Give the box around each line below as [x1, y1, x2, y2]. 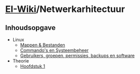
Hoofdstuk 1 [20, 63, 45, 69]
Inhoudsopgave [5, 23, 56, 32]
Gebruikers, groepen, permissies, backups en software [20, 52, 135, 58]
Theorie [12, 58, 29, 63]
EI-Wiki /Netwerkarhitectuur [5, 3, 125, 15]
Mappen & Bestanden [20, 42, 66, 48]
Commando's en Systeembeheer [20, 47, 89, 53]
